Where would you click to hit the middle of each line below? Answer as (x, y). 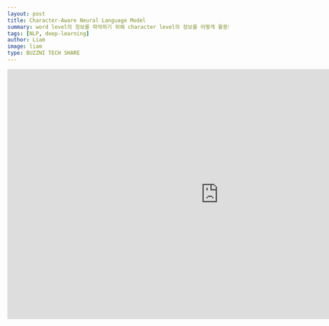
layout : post (26, 14)
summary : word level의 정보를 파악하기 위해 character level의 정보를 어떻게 (111, 27)
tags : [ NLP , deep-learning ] (49, 33)
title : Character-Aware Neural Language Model (77, 20)
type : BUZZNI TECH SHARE (44, 53)
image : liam (25, 46)
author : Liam (26, 40)
